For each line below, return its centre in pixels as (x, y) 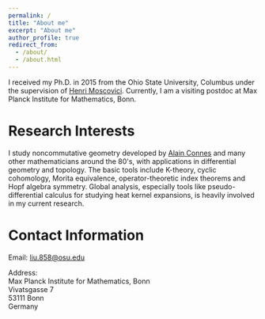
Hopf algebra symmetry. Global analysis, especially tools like (107, 186)
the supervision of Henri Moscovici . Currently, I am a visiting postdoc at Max (133, 90)
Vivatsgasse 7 (31, 289)
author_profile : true (44, 38)
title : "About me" (38, 23)
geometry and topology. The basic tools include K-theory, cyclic (112, 169)
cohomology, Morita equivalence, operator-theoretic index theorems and (127, 178)
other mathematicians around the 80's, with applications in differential (122, 161)
